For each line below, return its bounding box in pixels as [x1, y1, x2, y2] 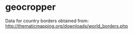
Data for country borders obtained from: [5, 18, 89, 24]
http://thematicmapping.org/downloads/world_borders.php [5, 23, 128, 29]
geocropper [5, 1, 56, 13]
